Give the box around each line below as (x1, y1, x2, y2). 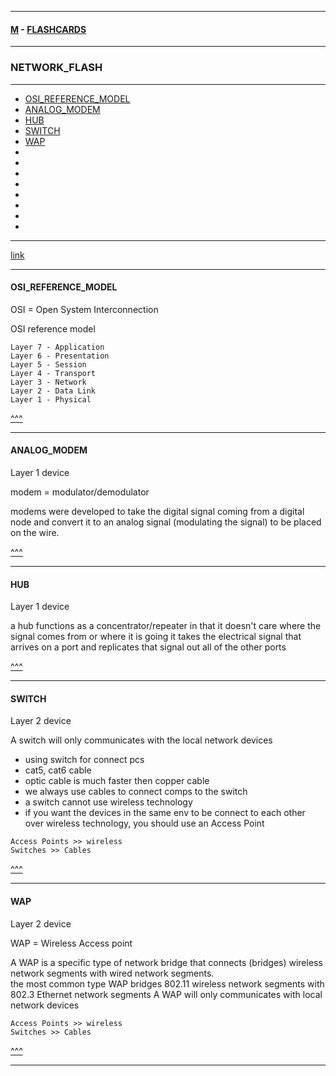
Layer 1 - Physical (10, 394, 92, 405)
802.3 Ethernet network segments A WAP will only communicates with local (10, 988, 323, 1000)
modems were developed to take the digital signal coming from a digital (10, 505, 305, 517)
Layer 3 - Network (10, 377, 87, 387)
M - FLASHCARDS (10, 23, 87, 35)
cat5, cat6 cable (24, 764, 92, 776)
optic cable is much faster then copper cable (24, 775, 210, 787)
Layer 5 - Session (10, 359, 87, 370)
